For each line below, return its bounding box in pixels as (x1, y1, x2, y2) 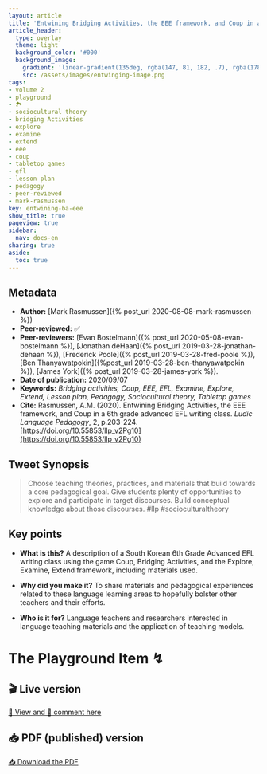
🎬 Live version (8, 682, 82, 696)
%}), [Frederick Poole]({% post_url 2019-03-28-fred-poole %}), (46, 350, 256, 359)
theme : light (15, 41, 59, 49)
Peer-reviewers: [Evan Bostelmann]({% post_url (19, 332, 179, 343)
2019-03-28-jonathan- (181, 341, 257, 351)
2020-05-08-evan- (180, 332, 244, 343)
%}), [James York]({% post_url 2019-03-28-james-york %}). (19, 367, 219, 376)
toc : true (15, 256, 48, 264)
